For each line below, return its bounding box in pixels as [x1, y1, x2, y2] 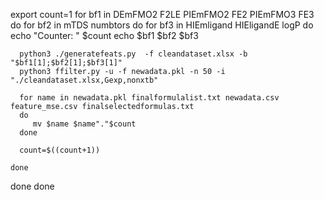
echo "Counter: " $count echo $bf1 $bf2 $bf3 [10, 30, 199, 41]
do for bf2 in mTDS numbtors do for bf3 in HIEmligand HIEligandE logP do [10, 19, 314, 31]
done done [10, 180, 55, 192]
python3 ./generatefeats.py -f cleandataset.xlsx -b [19, 49, 248, 59]
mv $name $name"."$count [32, 119, 137, 129]
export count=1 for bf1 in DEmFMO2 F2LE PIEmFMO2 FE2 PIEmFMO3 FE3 [10, 9, 315, 20]
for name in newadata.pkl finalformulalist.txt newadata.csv [19, 93, 280, 103]
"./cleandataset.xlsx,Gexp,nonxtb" [10, 75, 159, 85]
